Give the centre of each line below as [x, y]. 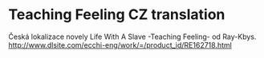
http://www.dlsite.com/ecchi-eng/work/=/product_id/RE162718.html [120, 44]
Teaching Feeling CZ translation [117, 15]
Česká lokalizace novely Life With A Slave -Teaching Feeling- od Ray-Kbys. [132, 37]
